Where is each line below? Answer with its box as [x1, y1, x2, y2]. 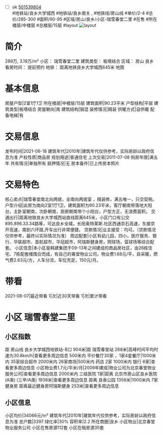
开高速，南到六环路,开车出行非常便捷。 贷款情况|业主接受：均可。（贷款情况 [5, 226, 156, 233]
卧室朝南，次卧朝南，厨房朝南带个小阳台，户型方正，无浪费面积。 [18, 208, 150, 214]
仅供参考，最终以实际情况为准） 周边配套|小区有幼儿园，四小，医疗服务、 [5, 233, 153, 238]
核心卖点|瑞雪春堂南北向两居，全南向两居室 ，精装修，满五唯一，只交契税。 [5, 196, 157, 202]
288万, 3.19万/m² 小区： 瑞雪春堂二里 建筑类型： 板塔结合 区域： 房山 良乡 [5, 58, 154, 64]
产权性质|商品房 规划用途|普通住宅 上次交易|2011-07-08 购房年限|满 [18, 154, 154, 160]
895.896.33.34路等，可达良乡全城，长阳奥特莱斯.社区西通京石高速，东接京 [5, 220, 155, 226]
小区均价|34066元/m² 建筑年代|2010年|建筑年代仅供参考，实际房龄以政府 [5, 412, 152, 418]
